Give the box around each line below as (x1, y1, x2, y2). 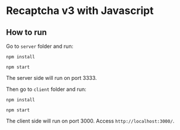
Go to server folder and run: (6, 43, 74, 50)
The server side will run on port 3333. (6, 75, 98, 81)
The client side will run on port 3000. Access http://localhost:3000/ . (6, 118, 175, 124)
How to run (6, 27, 47, 37)
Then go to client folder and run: (6, 86, 86, 93)
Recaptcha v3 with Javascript (6, 4, 154, 17)
